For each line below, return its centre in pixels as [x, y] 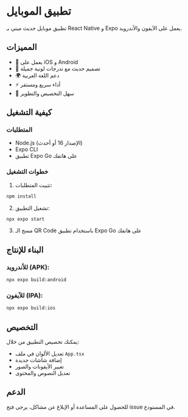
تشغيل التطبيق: [32, 208]
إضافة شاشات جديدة [38, 360]
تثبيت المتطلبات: [34, 185]
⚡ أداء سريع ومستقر [38, 84]
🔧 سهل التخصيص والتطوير [44, 93]
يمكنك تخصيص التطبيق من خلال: [43, 342]
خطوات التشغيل [27, 172]
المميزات [22, 47]
